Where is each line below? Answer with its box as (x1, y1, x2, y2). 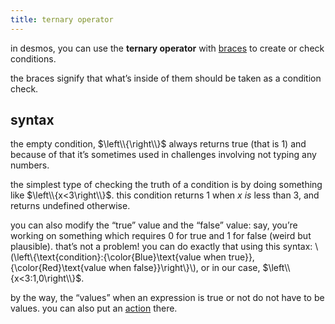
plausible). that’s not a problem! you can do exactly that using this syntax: (10, 241, 313, 253)
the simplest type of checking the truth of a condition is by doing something (10, 179, 323, 191)
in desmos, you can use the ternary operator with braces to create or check (10, 42, 325, 54)
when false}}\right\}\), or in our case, (108, 262, 261, 274)
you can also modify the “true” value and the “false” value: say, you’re (10, 219, 298, 231)
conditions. (10, 52, 57, 65)
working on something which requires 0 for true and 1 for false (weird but (10, 230, 312, 242)
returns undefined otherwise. (10, 200, 131, 212)
